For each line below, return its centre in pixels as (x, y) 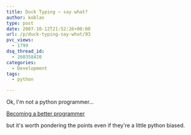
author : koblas (25, 18)
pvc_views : (20, 40)
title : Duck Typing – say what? (47, 12)
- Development (29, 68)
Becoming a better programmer (45, 114)
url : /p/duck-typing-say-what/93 (49, 35)
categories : (21, 62)
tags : (13, 74)
